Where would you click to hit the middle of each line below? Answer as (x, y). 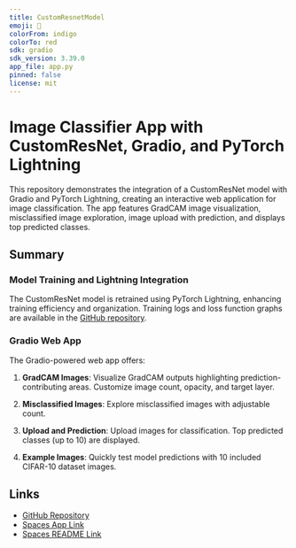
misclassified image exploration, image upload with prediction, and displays (147, 217)
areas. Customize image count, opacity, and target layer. (171, 387)
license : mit (33, 83)
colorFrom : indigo (43, 34)
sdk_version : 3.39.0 (47, 58)
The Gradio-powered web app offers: (78, 360)
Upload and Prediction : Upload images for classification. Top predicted (152, 430)
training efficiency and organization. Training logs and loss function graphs (146, 309)
